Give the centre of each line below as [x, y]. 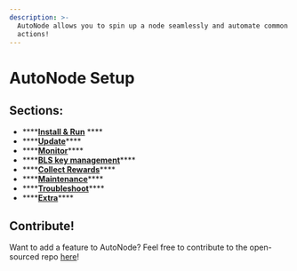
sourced [24, 257]
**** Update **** [52, 141]
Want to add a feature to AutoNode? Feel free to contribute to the [128, 247]
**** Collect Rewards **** [68, 170]
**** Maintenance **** [63, 179]
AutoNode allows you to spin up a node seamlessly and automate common [153, 26]
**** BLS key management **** [79, 160]
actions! [33, 34]
